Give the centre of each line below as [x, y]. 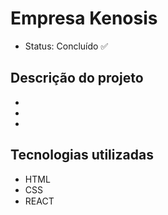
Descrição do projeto [77, 78]
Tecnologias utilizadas [82, 155]
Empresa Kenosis [84, 18]
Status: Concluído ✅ [66, 46]
